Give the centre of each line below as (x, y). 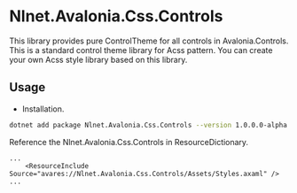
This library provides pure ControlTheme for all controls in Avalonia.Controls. (149, 41)
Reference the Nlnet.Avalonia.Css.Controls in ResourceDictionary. (129, 142)
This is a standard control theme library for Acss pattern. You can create (141, 50)
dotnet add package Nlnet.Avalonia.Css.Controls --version (121, 125)
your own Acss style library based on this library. (98, 59)
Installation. (43, 109)
